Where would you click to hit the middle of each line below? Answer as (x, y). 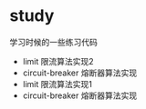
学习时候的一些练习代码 (53, 42)
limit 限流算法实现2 (58, 61)
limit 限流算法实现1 (57, 84)
